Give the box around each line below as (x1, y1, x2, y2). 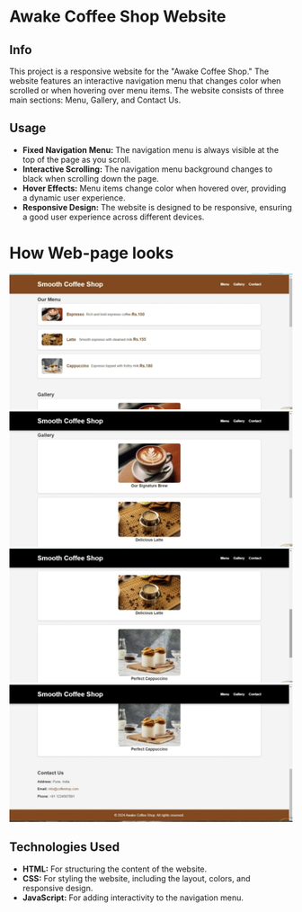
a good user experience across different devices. (22, 211, 205, 222)
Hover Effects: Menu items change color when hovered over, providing (22, 183, 287, 193)
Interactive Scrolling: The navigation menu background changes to (22, 164, 273, 174)
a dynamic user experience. (22, 192, 126, 203)
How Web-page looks (9, 243, 174, 263)
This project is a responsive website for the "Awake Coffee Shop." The (9, 66, 270, 76)
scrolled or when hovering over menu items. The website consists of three (9, 85, 285, 95)
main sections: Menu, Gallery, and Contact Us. (9, 94, 182, 105)
